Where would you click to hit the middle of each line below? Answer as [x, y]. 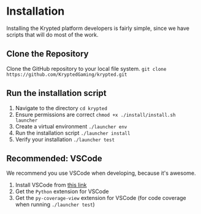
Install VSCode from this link [51, 185]
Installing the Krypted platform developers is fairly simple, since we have [98, 28]
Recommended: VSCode [54, 158]
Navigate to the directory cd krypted [61, 108]
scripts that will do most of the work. [53, 34]
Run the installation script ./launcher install [73, 133]
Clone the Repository [47, 54]
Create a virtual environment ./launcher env [71, 126]
